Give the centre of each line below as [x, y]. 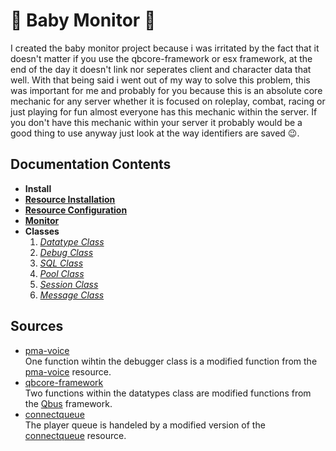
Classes [42, 231]
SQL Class [61, 263]
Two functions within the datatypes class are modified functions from [168, 393]
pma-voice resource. [68, 371]
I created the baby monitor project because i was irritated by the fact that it [165, 48]
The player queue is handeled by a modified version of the [145, 425]
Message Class [72, 295]
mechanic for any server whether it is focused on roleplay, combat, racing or [168, 101]
